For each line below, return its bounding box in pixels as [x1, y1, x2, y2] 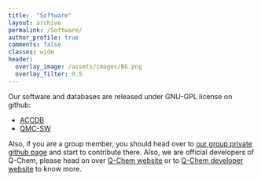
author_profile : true [8, 33, 79, 42]
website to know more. [8, 164, 83, 173]
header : [8, 56, 34, 64]
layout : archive [8, 19, 61, 27]
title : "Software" [8, 11, 72, 20]
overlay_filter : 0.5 [15, 70, 83, 78]
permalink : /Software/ [8, 26, 83, 34]
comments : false [8, 41, 61, 49]
